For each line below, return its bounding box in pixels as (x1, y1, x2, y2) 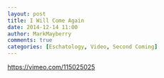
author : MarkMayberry (7, 30, 72, 38)
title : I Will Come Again (7, 17, 84, 24)
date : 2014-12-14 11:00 (7, 23, 78, 30)
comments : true (7, 37, 53, 44)
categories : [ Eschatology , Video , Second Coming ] (7, 43, 158, 50)
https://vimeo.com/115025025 (7, 63, 96, 71)
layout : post (7, 10, 46, 18)
